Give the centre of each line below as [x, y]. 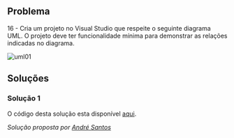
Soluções [28, 78]
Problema [29, 11]
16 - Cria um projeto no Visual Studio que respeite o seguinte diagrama [109, 28]
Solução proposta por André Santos [59, 127]
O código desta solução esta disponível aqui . [72, 114]
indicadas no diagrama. [41, 43]
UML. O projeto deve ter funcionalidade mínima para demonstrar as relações [118, 36]
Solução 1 [24, 98]
